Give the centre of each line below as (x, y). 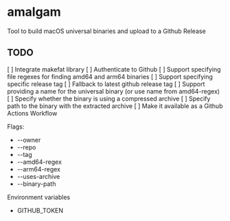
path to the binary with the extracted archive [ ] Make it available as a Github (115, 106)
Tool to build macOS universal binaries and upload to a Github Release (106, 31)
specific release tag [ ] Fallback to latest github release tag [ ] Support (106, 84)
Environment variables (39, 197)
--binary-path (36, 184)
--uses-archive (38, 176)
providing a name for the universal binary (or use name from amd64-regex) (114, 91)
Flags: (16, 126)
